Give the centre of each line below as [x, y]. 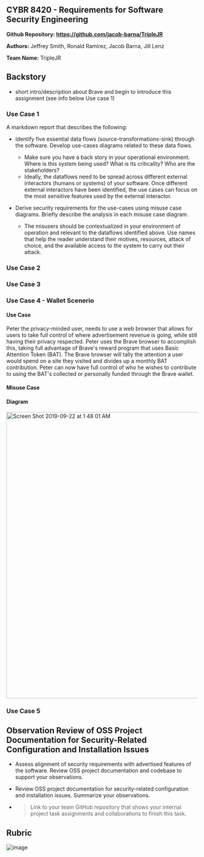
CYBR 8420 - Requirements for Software [85, 10]
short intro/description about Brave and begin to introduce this [93, 91]
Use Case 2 [23, 267]
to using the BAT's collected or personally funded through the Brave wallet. [100, 373]
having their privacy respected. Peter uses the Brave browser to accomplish [101, 341]
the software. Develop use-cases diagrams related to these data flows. [104, 145]
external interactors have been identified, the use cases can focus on [111, 189]
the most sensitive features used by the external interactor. [98, 196]
